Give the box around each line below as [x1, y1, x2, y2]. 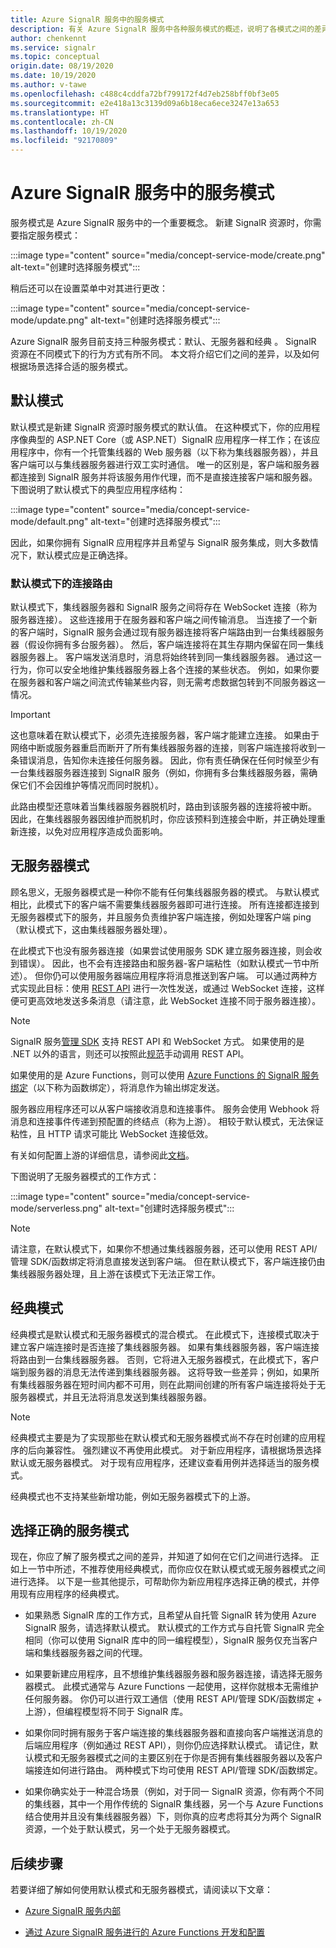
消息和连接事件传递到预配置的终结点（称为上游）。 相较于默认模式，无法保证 [10, 1115, 324, 1127]
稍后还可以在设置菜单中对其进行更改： [10, 282, 168, 294]
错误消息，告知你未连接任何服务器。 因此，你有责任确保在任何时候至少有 [18, 754, 320, 766]
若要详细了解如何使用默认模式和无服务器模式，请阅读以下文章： [10, 1884, 273, 1896]
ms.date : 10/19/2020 [10, 71, 97, 81]
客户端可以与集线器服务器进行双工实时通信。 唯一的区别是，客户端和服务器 [10, 458, 320, 470]
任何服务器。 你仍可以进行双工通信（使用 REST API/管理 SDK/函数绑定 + [24, 1693, 323, 1705]
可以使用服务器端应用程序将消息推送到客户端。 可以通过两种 [60, 969, 309, 981]
